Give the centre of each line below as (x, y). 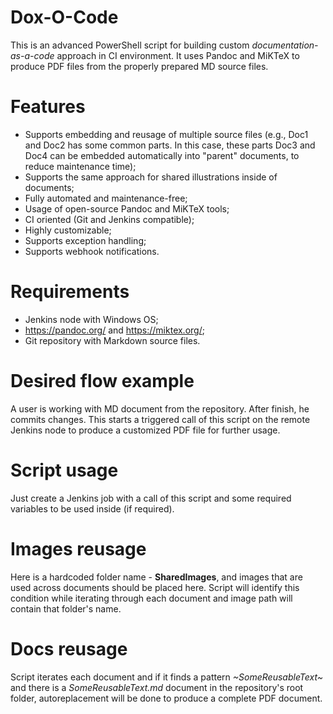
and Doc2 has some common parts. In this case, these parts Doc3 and (170, 145)
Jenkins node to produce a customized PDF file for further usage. (145, 430)
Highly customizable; (68, 230)
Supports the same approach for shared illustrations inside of (151, 177)
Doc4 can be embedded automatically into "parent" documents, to (162, 155)
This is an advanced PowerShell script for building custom (130, 45)
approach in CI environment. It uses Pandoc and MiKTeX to (178, 55)
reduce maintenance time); (80, 166)
